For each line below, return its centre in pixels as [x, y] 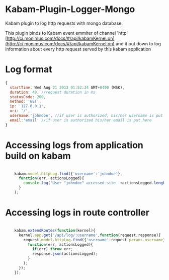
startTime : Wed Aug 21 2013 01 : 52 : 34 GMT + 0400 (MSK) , [67, 87]
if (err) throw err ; [52, 249]
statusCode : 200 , [28, 97]
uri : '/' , [20, 111]
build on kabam [38, 156]
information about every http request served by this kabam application [78, 49]
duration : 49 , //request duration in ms [53, 92]
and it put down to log [138, 43]
